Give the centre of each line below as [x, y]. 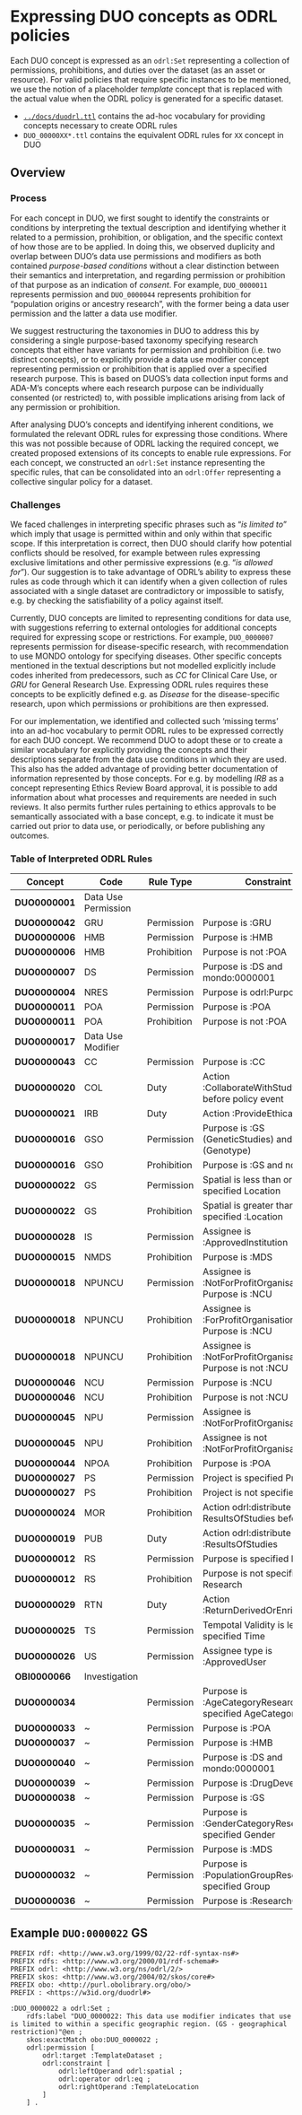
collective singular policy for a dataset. [82, 481]
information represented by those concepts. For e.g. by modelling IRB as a [147, 778]
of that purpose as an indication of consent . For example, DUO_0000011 [139, 284]
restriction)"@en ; [47, 2032]
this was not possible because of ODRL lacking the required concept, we [144, 443]
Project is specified [243, 1478]
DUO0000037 [45, 1743]
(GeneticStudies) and [247, 1140]
